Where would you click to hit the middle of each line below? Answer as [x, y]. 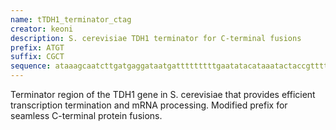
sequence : [31, 66]
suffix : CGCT [37, 57]
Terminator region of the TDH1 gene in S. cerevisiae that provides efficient [163, 94]
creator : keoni [42, 29]
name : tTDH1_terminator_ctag [71, 19]
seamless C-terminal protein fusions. [86, 115]
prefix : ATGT [37, 47]
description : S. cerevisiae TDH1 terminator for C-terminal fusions [156, 38]
